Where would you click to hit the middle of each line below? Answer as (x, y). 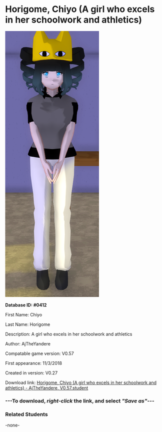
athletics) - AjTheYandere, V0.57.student (47, 388)
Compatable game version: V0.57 (39, 353)
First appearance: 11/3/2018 (34, 363)
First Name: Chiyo (24, 314)
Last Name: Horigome (28, 324)
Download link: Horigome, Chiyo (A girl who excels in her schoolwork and (81, 382)
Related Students (27, 414)
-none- (12, 425)
